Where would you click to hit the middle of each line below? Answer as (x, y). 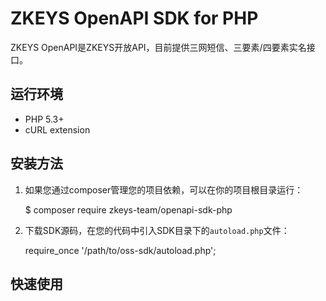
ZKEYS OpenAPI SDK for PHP (134, 18)
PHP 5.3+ (44, 119)
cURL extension (57, 129)
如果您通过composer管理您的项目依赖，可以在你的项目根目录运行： (164, 189)
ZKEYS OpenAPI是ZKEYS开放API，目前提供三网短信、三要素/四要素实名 (158, 47)
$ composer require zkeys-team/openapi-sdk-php (128, 209)
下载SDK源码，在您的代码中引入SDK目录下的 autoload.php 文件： (157, 230)
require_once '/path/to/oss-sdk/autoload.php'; (120, 250)
